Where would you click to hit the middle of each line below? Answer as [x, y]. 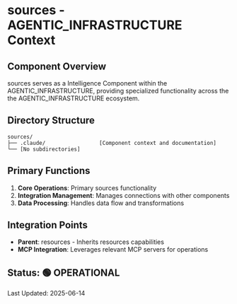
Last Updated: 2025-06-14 [46, 293]
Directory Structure [51, 121]
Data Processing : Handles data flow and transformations [101, 203]
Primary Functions [49, 171]
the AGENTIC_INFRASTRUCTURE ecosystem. [74, 98]
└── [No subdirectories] [44, 149]
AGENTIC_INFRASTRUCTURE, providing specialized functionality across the [118, 91]
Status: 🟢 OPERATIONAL [64, 273]
